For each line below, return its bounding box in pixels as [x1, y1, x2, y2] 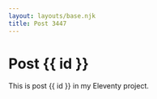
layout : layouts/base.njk [8, 11, 95, 20]
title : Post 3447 [8, 19, 67, 28]
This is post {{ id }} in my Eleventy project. [8, 81, 150, 91]
